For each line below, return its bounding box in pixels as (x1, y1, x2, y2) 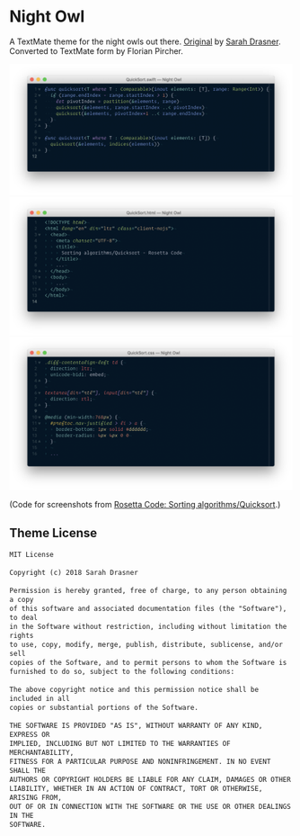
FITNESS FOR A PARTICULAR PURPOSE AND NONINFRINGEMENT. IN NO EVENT (9, 758, 271, 767)
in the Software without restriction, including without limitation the (9, 623, 287, 632)
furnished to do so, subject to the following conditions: (9, 668, 235, 677)
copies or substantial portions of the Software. (9, 704, 199, 713)
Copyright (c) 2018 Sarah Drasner (9, 569, 139, 578)
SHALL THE (9, 767, 47, 776)
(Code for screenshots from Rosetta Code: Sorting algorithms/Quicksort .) (9, 499, 281, 510)
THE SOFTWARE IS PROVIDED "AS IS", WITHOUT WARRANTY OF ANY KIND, (9, 722, 263, 731)
